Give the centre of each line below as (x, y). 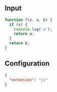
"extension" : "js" (29, 80)
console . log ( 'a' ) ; (33, 29)
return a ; (24, 34)
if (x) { (18, 25)
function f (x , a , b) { (28, 20)
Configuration (27, 64)
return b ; (19, 43)
